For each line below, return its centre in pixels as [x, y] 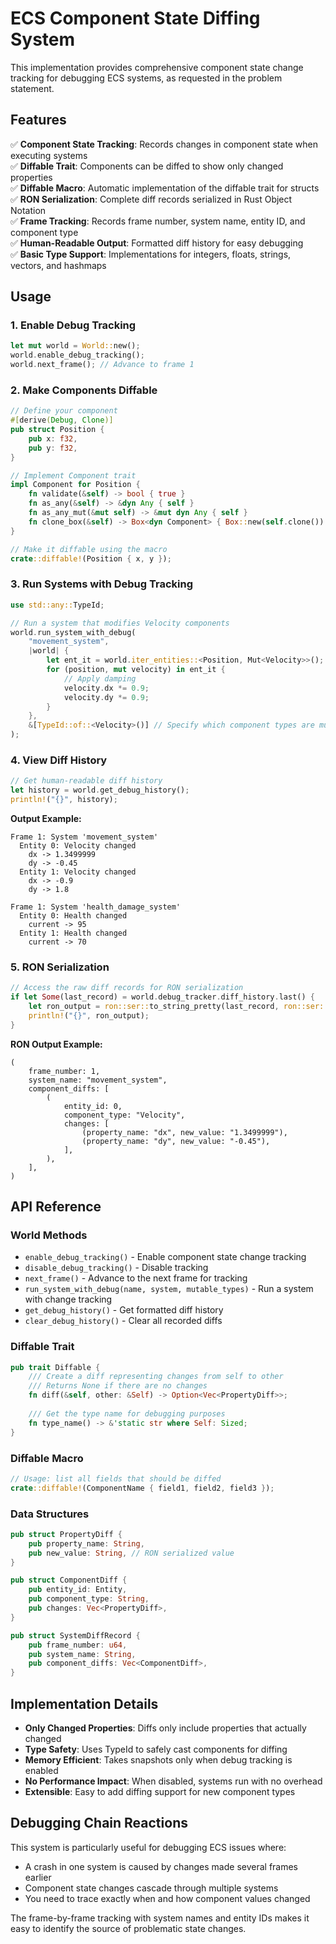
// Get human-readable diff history [86, 781]
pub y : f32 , [53, 448]
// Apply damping [100, 678]
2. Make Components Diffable [84, 390]
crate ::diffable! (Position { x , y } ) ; [91, 558]
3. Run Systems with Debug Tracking [101, 584]
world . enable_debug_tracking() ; [77, 355]
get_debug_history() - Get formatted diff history [124, 1310]
